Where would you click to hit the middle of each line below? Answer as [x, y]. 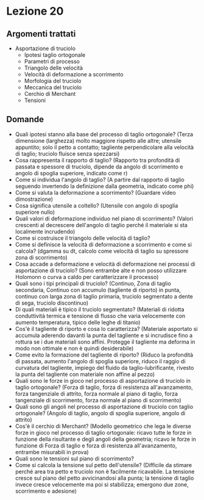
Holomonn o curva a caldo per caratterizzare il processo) [87, 277]
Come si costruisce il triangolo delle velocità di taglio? [83, 238]
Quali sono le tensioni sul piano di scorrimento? [74, 458]
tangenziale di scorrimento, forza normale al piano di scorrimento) [98, 400]
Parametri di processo [52, 61]
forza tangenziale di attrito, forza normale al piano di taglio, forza [97, 393]
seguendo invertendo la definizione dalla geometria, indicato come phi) [104, 186]
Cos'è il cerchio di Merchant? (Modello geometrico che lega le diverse [103, 426]
